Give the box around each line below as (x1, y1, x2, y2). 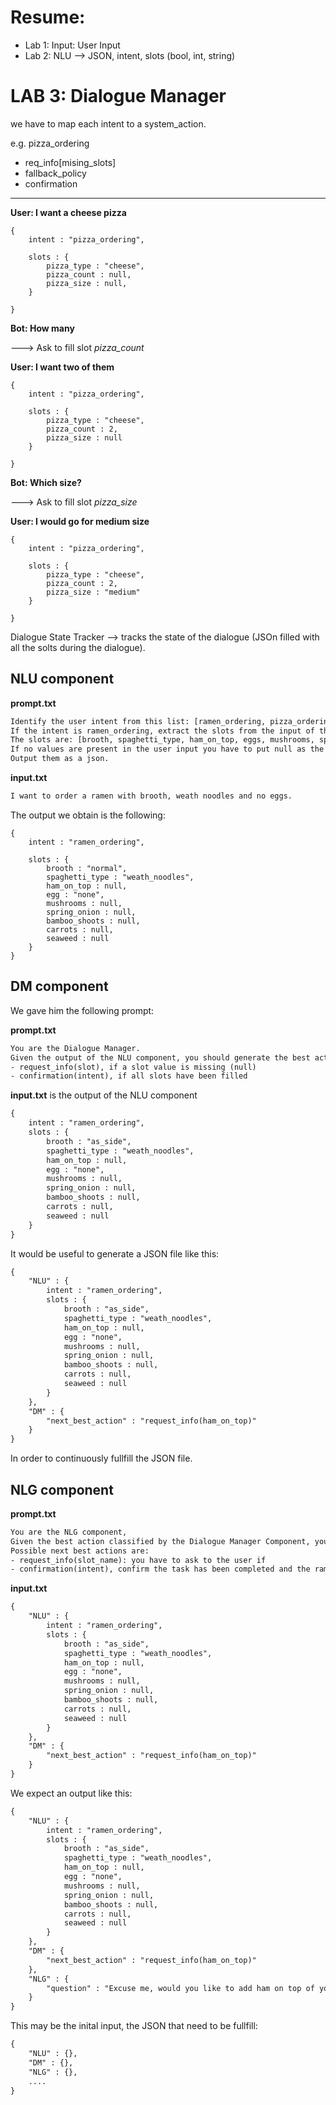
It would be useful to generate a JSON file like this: (10, 1247, 220, 1260)
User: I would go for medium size (10, 515, 150, 527)
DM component (10, 978, 109, 995)
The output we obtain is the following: (10, 809, 166, 821)
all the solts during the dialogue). (10, 641, 146, 653)
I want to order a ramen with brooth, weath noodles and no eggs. (10, 791, 293, 801)
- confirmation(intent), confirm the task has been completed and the (10, 1564, 311, 1575)
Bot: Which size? (10, 476, 82, 488)
